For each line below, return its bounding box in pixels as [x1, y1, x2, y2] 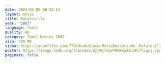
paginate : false [5, 52, 38, 58]
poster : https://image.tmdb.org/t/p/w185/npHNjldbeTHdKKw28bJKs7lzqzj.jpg [5, 48, 162, 53]
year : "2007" [5, 21, 32, 26]
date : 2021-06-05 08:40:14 [5, 7, 60, 12]
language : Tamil [5, 25, 38, 30]
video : [5, 43, 19, 48]
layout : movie [5, 12, 34, 17]
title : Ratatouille [5, 16, 45, 21]
